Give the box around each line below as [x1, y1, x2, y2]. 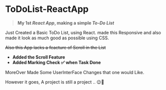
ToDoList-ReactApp [5, 3, 89, 15]
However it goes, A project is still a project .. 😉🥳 [5, 79, 105, 85]
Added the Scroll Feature [12, 54, 65, 60]
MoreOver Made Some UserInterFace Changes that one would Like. [5, 69, 145, 75]
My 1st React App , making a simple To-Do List [17, 20, 115, 26]
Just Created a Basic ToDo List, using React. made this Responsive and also [5, 29, 161, 35]
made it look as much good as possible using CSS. [5, 35, 109, 41]
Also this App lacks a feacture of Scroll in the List [5, 44, 106, 50]
